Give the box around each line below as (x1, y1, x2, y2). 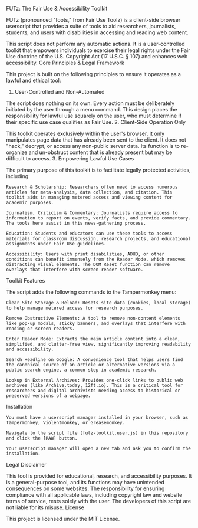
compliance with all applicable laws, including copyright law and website (6, 491, 183, 498)
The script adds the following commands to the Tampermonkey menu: (6, 288, 177, 296)
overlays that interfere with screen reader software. (6, 267, 144, 273)
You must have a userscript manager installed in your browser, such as (6, 415, 189, 421)
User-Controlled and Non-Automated (14, 88, 105, 95)
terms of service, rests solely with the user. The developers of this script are (6, 498, 192, 504)
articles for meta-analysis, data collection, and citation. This (6, 189, 173, 195)
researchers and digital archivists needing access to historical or (6, 388, 181, 393)
